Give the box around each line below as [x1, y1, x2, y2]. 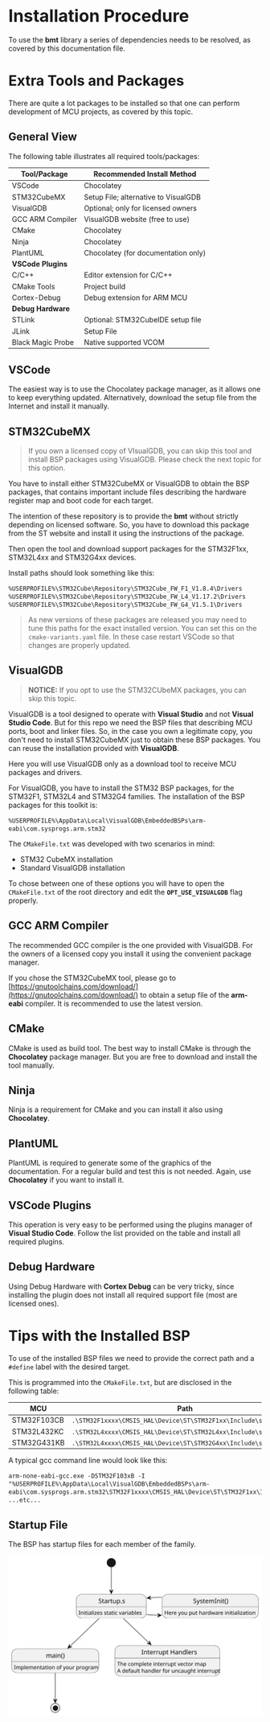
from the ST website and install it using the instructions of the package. [8, 528, 245, 539]
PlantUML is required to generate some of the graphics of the [8, 1158, 211, 1168]
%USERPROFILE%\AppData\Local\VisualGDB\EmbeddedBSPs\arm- [8, 817, 207, 825]
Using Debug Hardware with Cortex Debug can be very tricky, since [8, 1281, 235, 1291]
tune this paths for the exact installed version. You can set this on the [27, 624, 257, 633]
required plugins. [8, 1236, 65, 1246]
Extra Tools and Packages [8, 72, 185, 90]
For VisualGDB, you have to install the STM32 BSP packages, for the [8, 783, 235, 793]
